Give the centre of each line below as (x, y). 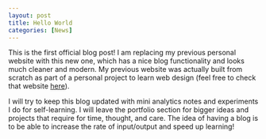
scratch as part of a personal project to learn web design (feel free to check (132, 78)
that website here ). (39, 86)
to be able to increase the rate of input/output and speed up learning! (121, 126)
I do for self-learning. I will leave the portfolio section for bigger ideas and (129, 110)
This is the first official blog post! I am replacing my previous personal (122, 53)
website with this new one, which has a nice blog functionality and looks (126, 61)
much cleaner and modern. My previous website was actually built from (125, 69)
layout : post (30, 15)
